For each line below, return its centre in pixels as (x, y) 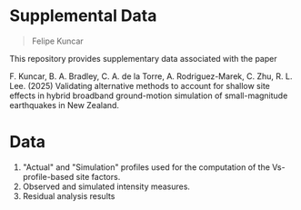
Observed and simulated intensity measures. (106, 186)
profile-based (48, 176)
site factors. (98, 176)
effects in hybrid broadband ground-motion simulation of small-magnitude (149, 95)
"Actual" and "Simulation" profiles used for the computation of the (146, 167)
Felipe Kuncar (57, 41)
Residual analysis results (69, 195)
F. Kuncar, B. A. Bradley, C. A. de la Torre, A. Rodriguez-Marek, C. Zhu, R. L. (151, 76)
